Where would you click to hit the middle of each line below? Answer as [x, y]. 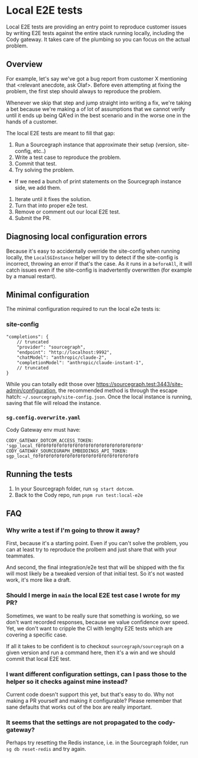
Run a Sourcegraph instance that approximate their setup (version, [96, 144]
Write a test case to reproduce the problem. [68, 157]
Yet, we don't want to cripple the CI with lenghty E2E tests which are [90, 628]
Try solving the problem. [45, 170]
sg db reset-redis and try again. [46, 749]
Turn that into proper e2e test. [51, 205]
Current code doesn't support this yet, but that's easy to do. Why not [90, 695]
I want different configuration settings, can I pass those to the [97, 674]
